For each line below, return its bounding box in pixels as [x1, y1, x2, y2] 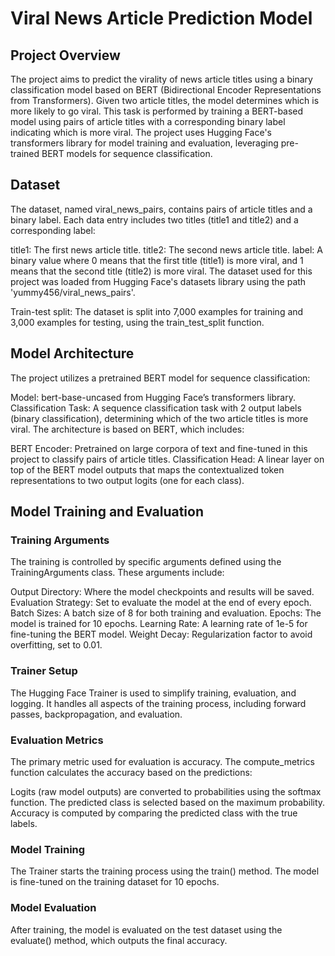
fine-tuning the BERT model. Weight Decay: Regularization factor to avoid [10, 628, 313, 641]
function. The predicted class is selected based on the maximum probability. [10, 796, 326, 808]
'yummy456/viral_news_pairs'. [10, 286, 136, 298]
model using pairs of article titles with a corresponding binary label [10, 116, 286, 127]
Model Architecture [10, 345, 135, 362]
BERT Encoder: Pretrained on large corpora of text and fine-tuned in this [10, 442, 308, 454]
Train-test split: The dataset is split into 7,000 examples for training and [10, 305, 304, 317]
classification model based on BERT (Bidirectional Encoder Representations [10, 84, 322, 96]
